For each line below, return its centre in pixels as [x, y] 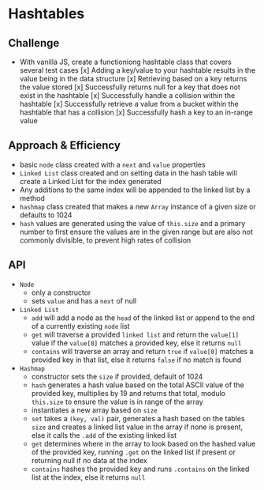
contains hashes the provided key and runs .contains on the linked [140, 469]
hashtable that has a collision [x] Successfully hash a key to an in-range [136, 112]
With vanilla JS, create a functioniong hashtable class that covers [126, 62]
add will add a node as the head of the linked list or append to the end [143, 318]
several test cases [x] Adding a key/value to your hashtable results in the [138, 70]
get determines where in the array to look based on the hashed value [143, 443]
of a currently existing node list [80, 326]
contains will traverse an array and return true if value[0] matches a [142, 351]
